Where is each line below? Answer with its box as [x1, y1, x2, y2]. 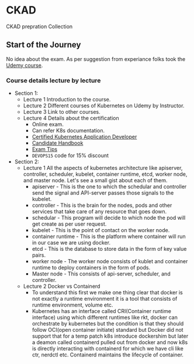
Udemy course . [6, 62, 43, 69]
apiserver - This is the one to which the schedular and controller [32, 183, 187, 190]
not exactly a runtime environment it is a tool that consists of [32, 295, 178, 302]
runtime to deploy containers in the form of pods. [32, 264, 151, 271]
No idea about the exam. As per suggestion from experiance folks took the [6, 55, 186, 62]
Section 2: [14, 158, 40, 165]
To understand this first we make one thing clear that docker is [32, 289, 183, 296]
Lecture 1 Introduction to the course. [23, 96, 111, 103]
